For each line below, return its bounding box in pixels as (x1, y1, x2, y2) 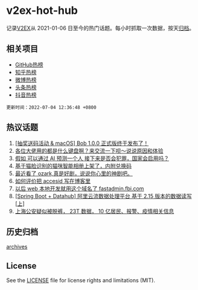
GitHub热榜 (14, 61, 43, 68)
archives (6, 243, 28, 251)
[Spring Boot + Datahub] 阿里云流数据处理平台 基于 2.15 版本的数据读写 (14, 192, 192, 199)
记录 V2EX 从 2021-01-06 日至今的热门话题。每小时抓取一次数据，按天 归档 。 (6, 24, 195, 31)
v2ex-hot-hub (6, 4, 78, 18)
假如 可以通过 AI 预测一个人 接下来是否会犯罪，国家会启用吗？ (14, 155, 169, 162)
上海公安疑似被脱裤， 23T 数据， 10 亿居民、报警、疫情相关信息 (14, 207, 174, 214)
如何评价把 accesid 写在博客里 (14, 177, 91, 184)
